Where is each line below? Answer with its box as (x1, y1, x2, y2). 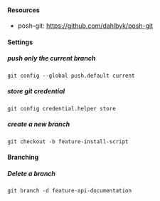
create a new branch (7, 120, 70, 128)
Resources (7, 6, 41, 14)
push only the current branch (7, 54, 96, 63)
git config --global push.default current (7, 72, 135, 79)
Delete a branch (7, 169, 55, 177)
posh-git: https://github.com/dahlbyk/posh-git (17, 21, 154, 30)
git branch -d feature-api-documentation (7, 187, 132, 195)
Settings (7, 38, 33, 46)
